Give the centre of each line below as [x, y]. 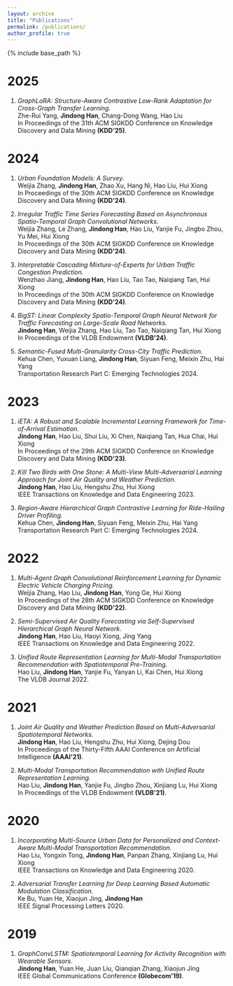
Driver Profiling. [40, 516]
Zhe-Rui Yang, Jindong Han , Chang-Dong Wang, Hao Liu [100, 115]
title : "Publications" [40, 20]
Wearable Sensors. [45, 961]
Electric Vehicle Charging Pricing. [66, 585]
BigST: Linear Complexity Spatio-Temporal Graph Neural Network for [117, 316]
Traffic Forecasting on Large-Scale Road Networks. [92, 323]
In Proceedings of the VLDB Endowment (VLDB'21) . [92, 792]
